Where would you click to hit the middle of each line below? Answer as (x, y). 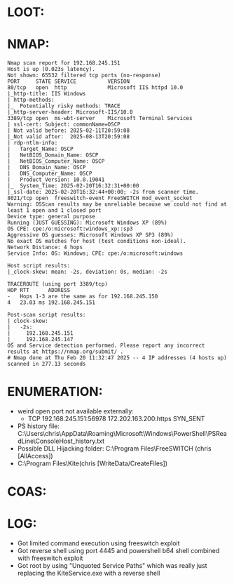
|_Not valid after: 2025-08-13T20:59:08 (69, 137)
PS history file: (39, 426)
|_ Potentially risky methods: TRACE (64, 106)
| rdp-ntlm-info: (33, 143)
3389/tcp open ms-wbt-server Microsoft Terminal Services (100, 119)
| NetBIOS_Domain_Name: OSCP (53, 155)
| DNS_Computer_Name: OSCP (50, 174)
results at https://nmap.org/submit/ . (66, 352)
